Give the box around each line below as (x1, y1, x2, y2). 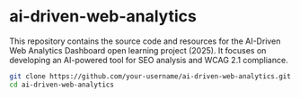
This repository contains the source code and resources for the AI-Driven (9, 36, 281, 46)
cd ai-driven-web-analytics (9, 80, 115, 89)
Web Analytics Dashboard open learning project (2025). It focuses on (9, 45, 267, 55)
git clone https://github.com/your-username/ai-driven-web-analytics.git (9, 71, 292, 81)
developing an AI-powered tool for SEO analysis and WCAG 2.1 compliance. (9, 54, 289, 65)
